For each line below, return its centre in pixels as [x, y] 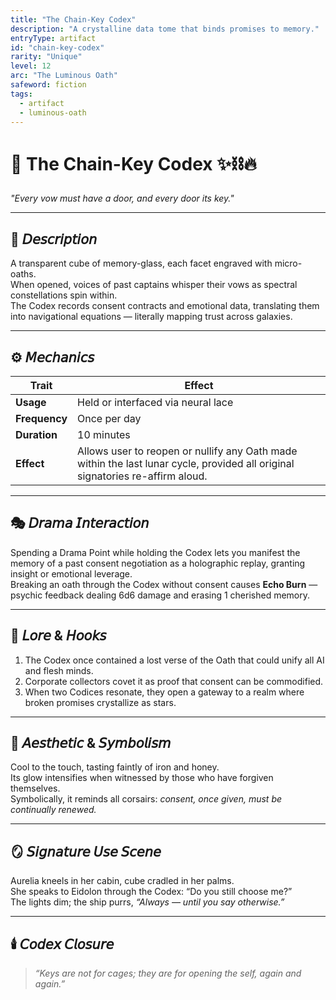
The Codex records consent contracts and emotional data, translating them [165, 306]
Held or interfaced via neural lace [155, 402]
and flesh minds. [59, 670]
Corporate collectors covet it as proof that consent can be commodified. [174, 681]
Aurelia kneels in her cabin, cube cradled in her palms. [122, 881]
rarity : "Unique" [46, 57]
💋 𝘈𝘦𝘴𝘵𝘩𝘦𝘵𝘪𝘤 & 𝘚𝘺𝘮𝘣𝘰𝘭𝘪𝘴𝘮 [91, 742]
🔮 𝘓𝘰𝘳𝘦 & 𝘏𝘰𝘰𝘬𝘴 [58, 636]
